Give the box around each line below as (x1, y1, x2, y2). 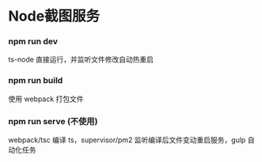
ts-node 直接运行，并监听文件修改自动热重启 (8, 55, 154, 64)
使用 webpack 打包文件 (8, 94, 85, 104)
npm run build (8, 75, 63, 86)
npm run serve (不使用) (8, 115, 98, 126)
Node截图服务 (8, 7, 101, 25)
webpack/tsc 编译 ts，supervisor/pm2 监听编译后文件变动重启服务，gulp (8, 135, 246, 145)
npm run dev (8, 36, 58, 47)
